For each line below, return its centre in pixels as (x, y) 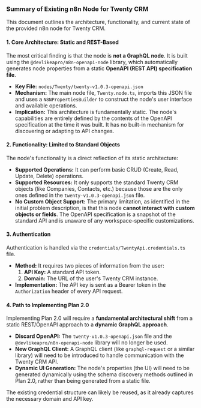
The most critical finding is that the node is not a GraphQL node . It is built (97, 55)
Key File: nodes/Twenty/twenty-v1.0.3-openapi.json (79, 86)
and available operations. (46, 105)
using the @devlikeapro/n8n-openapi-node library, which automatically (92, 62)
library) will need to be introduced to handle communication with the (99, 355)
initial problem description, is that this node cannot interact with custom (105, 208)
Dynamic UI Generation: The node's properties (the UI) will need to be (102, 368)
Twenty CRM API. (37, 362)
